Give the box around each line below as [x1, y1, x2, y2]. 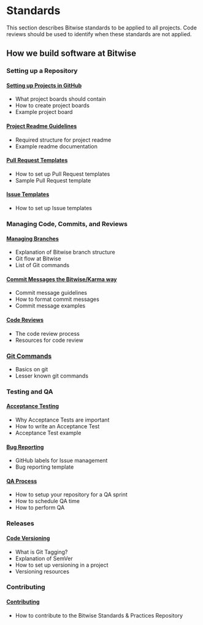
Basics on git [15, 365, 48, 373]
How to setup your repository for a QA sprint [15, 491, 128, 498]
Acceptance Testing [6, 403, 59, 410]
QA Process [6, 477, 37, 485]
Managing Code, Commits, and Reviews [6, 219, 128, 228]
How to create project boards [15, 102, 90, 109]
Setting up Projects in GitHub [6, 81, 82, 89]
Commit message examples [15, 302, 86, 309]
